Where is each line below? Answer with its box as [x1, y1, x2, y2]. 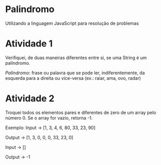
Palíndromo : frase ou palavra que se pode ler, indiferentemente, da [5, 70, 145, 76]
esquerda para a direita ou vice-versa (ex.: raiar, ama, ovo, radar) [5, 75, 141, 81]
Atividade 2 [5, 93, 55, 104]
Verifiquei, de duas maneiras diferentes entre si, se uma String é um [5, 54, 147, 61]
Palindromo [5, 4, 55, 15]
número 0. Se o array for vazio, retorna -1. [5, 115, 93, 121]
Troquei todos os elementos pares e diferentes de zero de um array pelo [5, 109, 156, 116]
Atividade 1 [5, 38, 53, 49]
